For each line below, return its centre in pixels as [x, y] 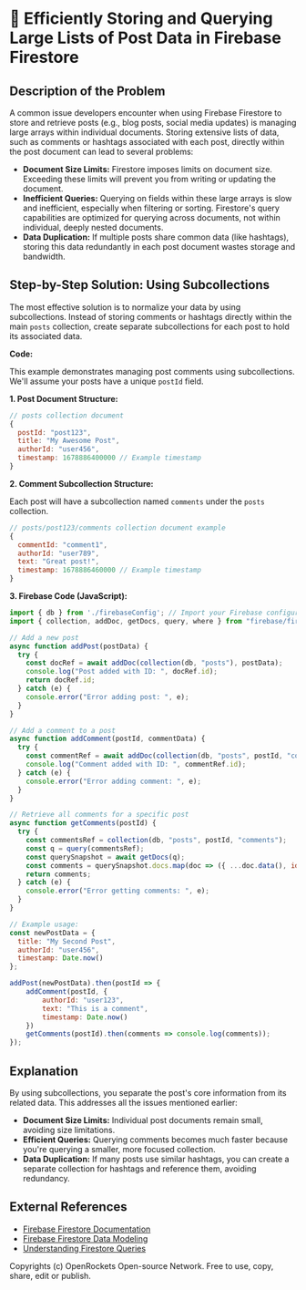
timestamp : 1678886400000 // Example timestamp [110, 458]
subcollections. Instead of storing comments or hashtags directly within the [151, 316]
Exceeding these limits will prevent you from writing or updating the [149, 179]
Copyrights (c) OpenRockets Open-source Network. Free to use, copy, [142, 1265]
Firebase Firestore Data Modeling [85, 1238]
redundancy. [46, 1178]
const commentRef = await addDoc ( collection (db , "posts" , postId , [154, 756]
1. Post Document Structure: [64, 398]
